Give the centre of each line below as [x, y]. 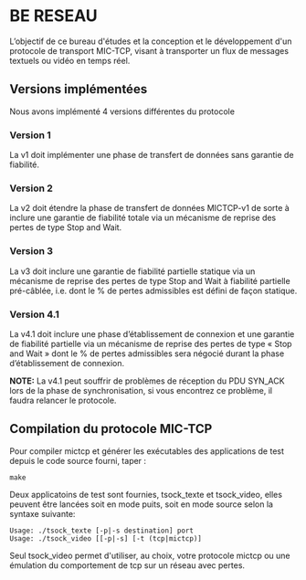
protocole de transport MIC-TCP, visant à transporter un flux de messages [149, 50]
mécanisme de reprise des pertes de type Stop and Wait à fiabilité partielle [150, 280]
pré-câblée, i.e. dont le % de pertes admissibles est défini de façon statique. [153, 290]
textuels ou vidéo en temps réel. [70, 60]
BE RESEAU [53, 16]
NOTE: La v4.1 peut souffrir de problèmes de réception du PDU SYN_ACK [147, 381]
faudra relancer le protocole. [63, 400]
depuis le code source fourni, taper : [78, 460]
